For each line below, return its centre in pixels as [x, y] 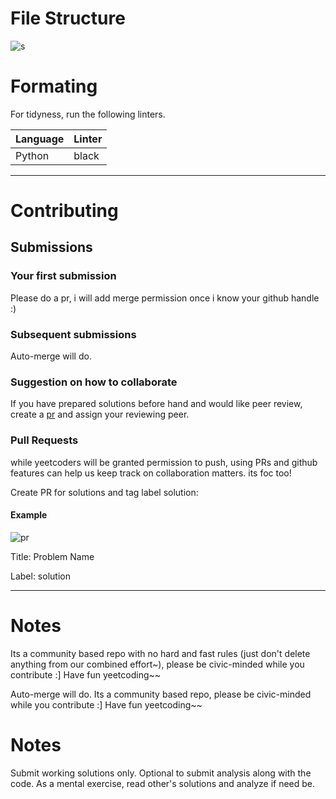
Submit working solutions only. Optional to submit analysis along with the [161, 773]
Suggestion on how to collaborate [94, 382]
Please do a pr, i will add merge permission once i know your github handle [165, 298]
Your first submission [63, 276]
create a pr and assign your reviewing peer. [100, 414]
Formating [54, 86]
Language [40, 139]
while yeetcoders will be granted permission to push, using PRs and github [164, 462]
